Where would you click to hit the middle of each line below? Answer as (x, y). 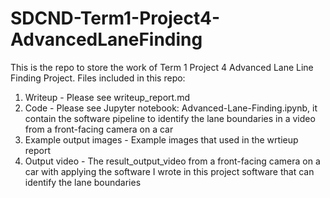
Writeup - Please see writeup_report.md (107, 97)
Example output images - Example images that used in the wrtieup (161, 139)
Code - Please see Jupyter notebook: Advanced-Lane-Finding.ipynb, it (171, 108)
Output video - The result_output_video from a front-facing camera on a (172, 161)
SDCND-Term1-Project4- (115, 18)
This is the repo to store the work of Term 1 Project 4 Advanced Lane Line (162, 67)
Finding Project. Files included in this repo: (98, 78)
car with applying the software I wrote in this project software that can (169, 171)
